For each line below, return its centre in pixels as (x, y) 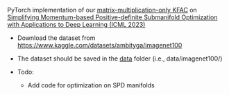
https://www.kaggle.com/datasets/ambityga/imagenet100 (100, 45)
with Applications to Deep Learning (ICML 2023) (76, 24)
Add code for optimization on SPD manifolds (91, 85)
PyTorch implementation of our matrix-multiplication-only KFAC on (102, 10)
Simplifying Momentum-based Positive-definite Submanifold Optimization (112, 17)
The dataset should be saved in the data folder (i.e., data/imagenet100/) (120, 59)
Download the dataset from (56, 38)
